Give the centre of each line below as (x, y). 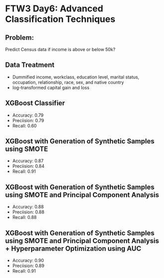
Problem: (20, 37)
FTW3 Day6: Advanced (54, 9)
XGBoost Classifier (35, 103)
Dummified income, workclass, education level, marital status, (76, 77)
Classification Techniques (60, 19)
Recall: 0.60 (25, 126)
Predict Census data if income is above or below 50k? (60, 49)
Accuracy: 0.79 (28, 115)
